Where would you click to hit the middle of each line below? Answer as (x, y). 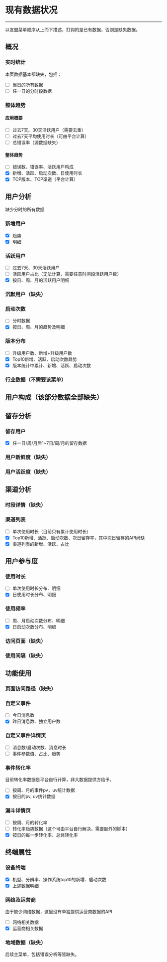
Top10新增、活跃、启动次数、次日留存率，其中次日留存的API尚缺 (79, 538)
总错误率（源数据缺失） (36, 142)
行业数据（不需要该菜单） (36, 379)
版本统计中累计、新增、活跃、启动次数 (51, 365)
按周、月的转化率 (30, 822)
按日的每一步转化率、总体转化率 (45, 835)
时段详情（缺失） (26, 505)
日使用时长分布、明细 (34, 595)
